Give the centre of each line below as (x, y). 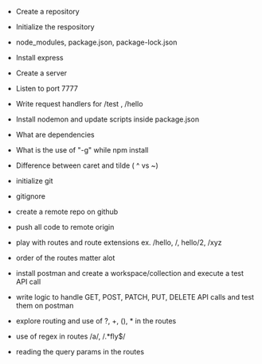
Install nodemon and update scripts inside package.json (108, 119)
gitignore (31, 196)
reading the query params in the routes (80, 352)
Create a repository (47, 12)
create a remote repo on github (67, 211)
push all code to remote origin (65, 227)
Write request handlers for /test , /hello (79, 104)
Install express (39, 58)
